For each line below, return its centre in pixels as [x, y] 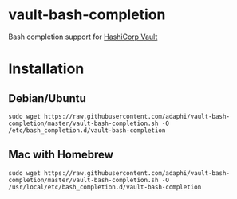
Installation [46, 69]
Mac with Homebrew [61, 155]
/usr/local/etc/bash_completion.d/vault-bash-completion [105, 187]
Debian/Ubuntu [47, 98]
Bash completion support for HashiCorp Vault [83, 37]
